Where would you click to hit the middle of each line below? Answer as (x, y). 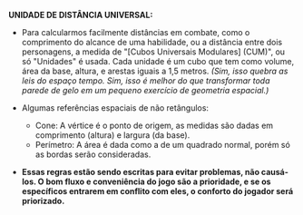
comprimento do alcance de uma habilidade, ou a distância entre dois (152, 42)
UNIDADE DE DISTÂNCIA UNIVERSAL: (81, 15)
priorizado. (43, 201)
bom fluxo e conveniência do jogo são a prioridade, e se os (158, 181)
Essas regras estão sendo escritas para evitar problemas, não (141, 172)
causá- (275, 172)
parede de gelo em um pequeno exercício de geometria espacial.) (145, 90)
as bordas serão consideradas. (93, 154)
